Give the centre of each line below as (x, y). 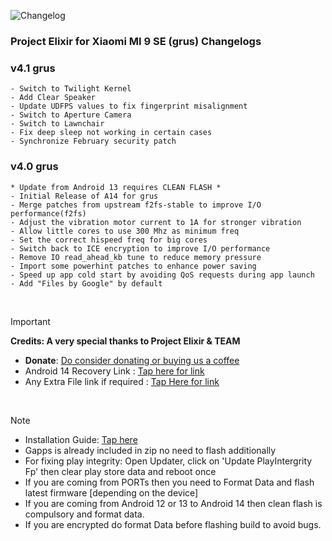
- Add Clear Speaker (53, 98)
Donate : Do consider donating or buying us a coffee (132, 360)
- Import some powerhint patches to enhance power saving (133, 266)
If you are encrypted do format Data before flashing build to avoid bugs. (173, 524)
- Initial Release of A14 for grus (84, 196)
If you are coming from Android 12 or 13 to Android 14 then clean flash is (173, 503)
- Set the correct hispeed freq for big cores (109, 240)
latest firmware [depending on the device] (111, 492)
